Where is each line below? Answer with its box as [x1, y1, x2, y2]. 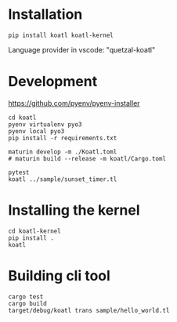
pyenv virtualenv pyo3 [8, 120, 82, 128]
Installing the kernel [8, 201, 140, 219]
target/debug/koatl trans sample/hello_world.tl [8, 306, 170, 314]
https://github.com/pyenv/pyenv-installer [8, 98, 140, 107]
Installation [8, 5, 83, 24]
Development [8, 73, 98, 91]
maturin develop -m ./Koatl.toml [8, 147, 117, 156]
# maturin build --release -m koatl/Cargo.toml [8, 154, 167, 162]
